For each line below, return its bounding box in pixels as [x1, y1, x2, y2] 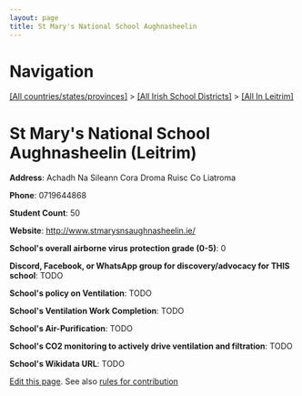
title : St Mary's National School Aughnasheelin [9, 22, 197, 31]
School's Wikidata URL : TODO [9, 359, 126, 370]
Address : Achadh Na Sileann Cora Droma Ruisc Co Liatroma [9, 172, 237, 183]
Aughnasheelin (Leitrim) [9, 142, 197, 163]
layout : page [9, 13, 59, 23]
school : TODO [9, 270, 64, 281]
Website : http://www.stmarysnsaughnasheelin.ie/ [9, 225, 196, 237]
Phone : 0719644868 [9, 190, 87, 201]
